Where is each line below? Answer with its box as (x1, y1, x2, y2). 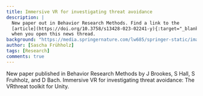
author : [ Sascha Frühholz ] (6, 43, 74, 49)
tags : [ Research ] (6, 48, 50, 54)
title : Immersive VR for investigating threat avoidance (6, 8, 153, 15)
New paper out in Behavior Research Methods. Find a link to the (11, 20, 180, 26)
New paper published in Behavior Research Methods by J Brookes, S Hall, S (6, 70, 195, 77)
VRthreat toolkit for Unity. (6, 82, 69, 90)
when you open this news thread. (11, 31, 96, 37)
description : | (6, 14, 45, 20)
